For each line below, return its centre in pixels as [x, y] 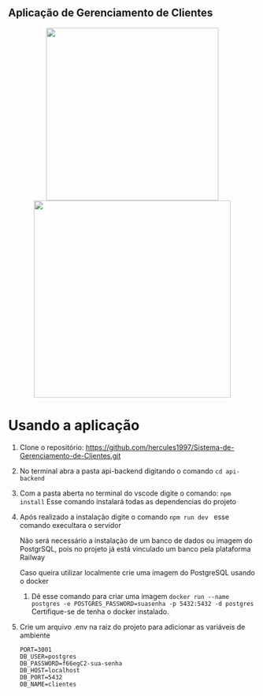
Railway [32, 557]
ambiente [35, 635]
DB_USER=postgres [48, 657]
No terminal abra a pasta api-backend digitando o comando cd [121, 471]
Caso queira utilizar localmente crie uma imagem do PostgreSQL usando [137, 572]
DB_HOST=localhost [50, 670]
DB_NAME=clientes [48, 684]
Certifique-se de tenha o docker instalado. [100, 612]
